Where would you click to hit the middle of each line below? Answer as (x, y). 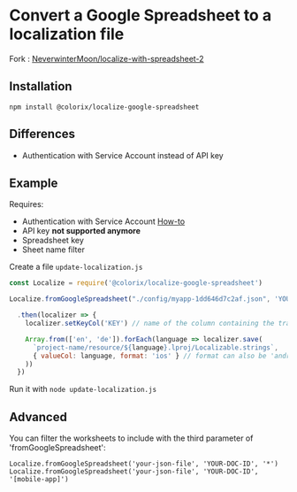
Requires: (27, 204)
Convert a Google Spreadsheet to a (141, 15)
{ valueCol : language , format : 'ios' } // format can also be (149, 356)
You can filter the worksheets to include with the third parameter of (131, 438)
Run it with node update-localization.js (83, 389)
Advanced (38, 417)
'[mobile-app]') (39, 480)
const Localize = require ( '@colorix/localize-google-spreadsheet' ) (136, 283)
